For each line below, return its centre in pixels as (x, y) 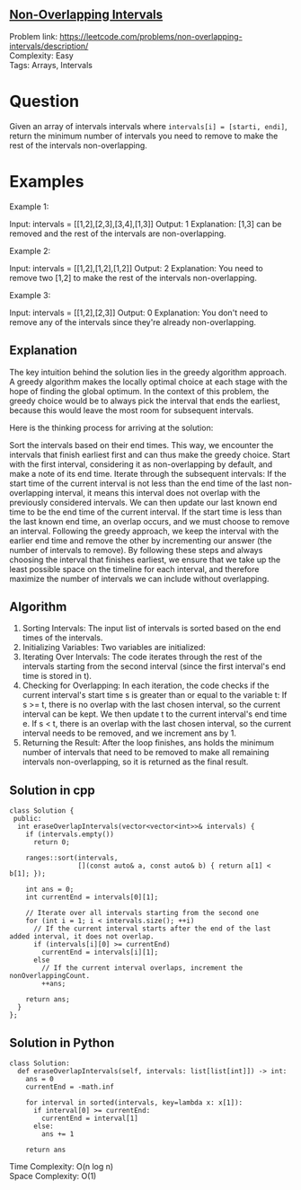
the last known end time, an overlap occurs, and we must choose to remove (150, 521)
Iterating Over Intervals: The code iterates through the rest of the (142, 657)
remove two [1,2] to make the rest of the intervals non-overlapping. (133, 278)
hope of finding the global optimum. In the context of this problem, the (139, 391)
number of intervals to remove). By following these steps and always (136, 550)
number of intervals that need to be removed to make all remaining (146, 753)
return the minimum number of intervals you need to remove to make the (144, 136)
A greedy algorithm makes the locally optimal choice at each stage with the (149, 382)
